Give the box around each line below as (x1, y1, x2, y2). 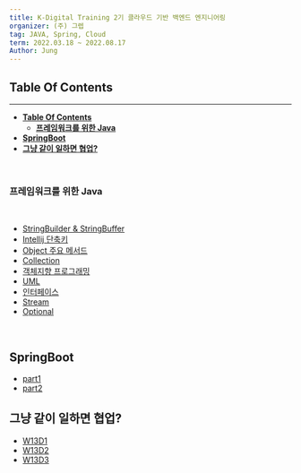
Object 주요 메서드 (21, 245, 88, 256)
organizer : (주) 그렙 (9, 21, 85, 30)
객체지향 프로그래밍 (21, 266, 90, 277)
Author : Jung (9, 47, 58, 56)
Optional (21, 306, 54, 317)
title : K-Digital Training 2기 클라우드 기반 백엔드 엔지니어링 (9, 13, 227, 22)
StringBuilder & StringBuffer (21, 223, 125, 234)
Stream (21, 297, 49, 307)
